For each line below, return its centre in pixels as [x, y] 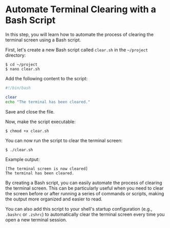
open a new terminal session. [36, 220]
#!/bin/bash [18, 88]
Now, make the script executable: [40, 122]
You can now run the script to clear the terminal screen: [64, 140]
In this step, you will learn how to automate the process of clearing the [79, 34]
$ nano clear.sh [23, 69]
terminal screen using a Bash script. [43, 40]
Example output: [23, 159]
